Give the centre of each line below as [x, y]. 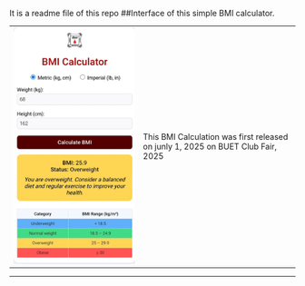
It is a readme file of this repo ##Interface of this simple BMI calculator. [142, 13]
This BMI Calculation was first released [216, 137]
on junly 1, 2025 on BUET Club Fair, [210, 147]
